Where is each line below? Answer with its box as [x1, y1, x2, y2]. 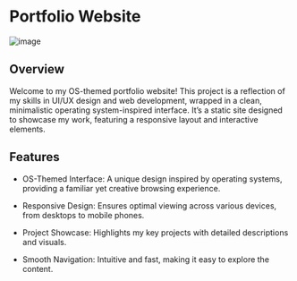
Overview [9, 62, 65, 77]
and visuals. [21, 236, 67, 247]
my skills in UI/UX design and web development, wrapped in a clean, [9, 95, 262, 106]
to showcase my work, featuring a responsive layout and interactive [9, 114, 259, 124]
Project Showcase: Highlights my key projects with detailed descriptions [21, 226, 289, 238]
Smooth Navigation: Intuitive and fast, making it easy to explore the [21, 253, 270, 265]
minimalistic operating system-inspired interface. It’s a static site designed [9, 105, 284, 115]
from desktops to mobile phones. [21, 209, 145, 220]
